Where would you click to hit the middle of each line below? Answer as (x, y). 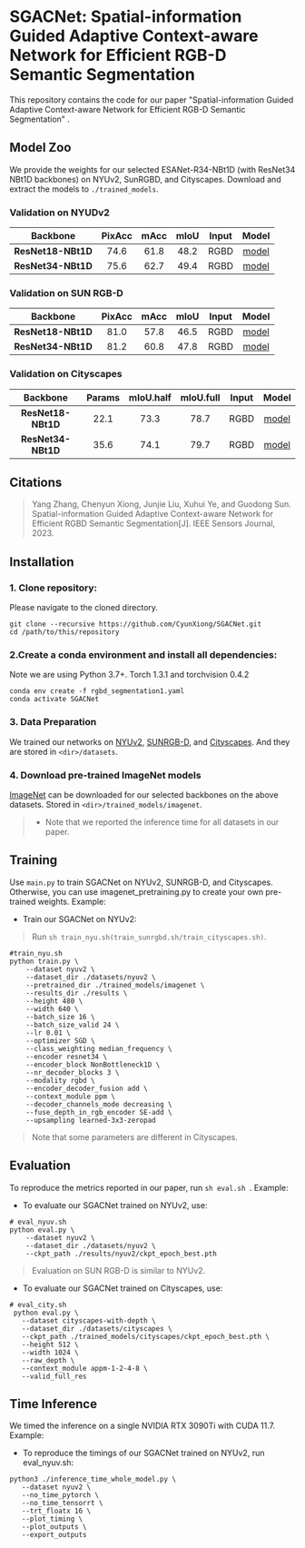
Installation (42, 562)
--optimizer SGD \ (60, 1041)
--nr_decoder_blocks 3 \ (73, 1072)
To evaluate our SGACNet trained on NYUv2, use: (115, 1205)
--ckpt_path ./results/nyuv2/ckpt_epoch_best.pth (122, 1254)
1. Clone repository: (54, 588)
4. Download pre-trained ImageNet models (105, 775)
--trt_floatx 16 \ (56, 1511)
